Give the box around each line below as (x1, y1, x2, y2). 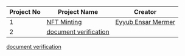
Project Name (57, 8, 99, 16)
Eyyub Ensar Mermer (115, 18, 175, 26)
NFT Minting (46, 18, 82, 26)
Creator (133, 8, 157, 16)
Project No (9, 8, 41, 16)
